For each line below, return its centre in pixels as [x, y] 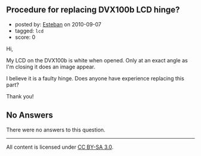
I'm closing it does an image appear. [51, 67]
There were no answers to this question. [56, 130]
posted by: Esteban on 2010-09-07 [58, 24]
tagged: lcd [29, 31]
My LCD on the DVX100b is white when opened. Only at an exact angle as [97, 60]
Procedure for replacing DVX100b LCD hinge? [93, 10]
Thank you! [20, 96]
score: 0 [25, 37]
